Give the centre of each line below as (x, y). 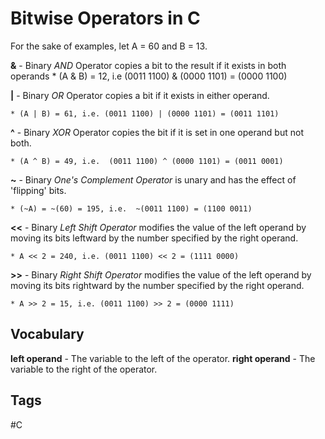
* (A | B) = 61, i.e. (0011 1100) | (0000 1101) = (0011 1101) (145, 113)
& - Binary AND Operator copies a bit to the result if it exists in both (148, 65)
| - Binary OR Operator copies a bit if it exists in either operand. (140, 95)
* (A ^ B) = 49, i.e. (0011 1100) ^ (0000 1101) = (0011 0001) (147, 161)
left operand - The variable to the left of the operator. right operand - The (163, 358)
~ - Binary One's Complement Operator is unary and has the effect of (153, 179)
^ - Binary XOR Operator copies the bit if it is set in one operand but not (157, 132)
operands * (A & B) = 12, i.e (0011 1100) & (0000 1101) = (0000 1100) (149, 76)
